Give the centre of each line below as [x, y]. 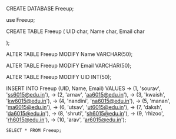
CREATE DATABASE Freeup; [40, 9]
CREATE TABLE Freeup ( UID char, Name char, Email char [76, 31]
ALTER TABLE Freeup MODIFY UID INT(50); [59, 77]
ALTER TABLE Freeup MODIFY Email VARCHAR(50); [69, 65]
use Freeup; [21, 20]
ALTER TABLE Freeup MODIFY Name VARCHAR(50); [69, 54]
